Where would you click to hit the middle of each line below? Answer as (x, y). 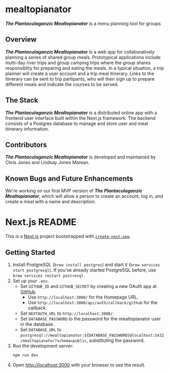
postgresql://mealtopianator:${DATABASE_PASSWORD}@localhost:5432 (92, 335)
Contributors (26, 144)
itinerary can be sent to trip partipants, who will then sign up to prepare (80, 79)
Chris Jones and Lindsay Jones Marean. (48, 163)
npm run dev (25, 355)
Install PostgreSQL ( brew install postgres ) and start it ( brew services (86, 264)
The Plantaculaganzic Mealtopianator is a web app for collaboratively (80, 51)
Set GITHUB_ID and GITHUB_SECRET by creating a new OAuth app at (88, 286)
